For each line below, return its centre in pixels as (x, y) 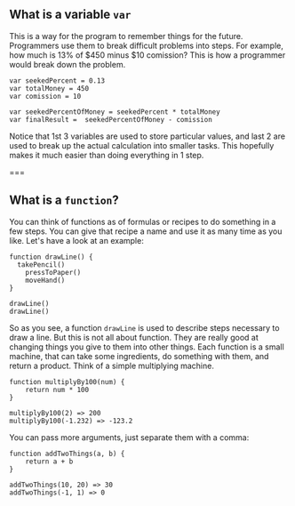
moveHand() (45, 280)
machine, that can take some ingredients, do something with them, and (139, 356)
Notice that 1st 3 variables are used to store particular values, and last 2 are (147, 136)
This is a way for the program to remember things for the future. (126, 36)
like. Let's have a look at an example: (76, 240)
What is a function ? (64, 201)
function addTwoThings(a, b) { (67, 454)
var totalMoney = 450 (49, 88)
